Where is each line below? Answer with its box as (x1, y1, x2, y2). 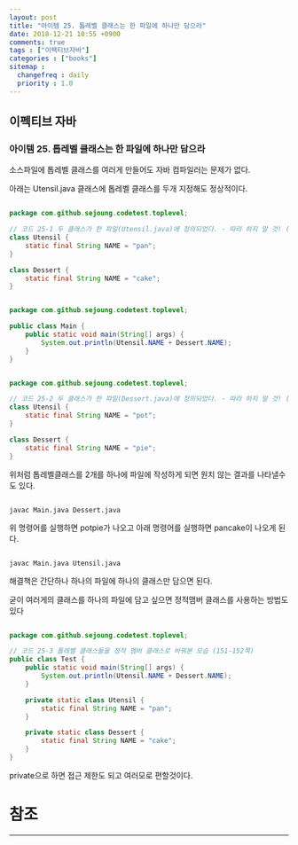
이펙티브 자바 (9, 114, 77, 129)
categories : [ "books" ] (9, 54, 98, 63)
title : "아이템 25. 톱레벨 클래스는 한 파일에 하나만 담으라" (9, 21, 207, 30)
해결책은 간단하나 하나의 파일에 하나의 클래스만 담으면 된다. (9, 575, 213, 586)
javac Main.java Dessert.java (9, 505, 122, 514)
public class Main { (9, 322, 86, 331)
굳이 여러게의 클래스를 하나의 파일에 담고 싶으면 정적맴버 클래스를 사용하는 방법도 (9, 594, 289, 605)
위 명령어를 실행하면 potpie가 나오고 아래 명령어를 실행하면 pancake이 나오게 (9, 522, 277, 533)
